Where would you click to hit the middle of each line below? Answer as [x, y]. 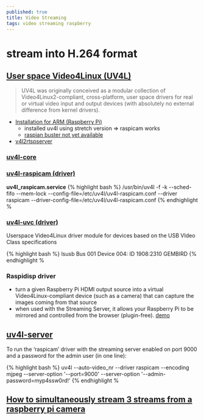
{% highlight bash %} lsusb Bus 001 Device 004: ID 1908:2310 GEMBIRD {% [101, 253]
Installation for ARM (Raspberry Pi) [58, 122]
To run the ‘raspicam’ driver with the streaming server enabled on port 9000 [102, 349]
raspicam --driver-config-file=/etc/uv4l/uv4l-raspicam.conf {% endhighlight [102, 200]
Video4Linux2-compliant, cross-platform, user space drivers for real [107, 97]
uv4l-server [30, 334]
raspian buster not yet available [64, 135]
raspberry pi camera [46, 409]
